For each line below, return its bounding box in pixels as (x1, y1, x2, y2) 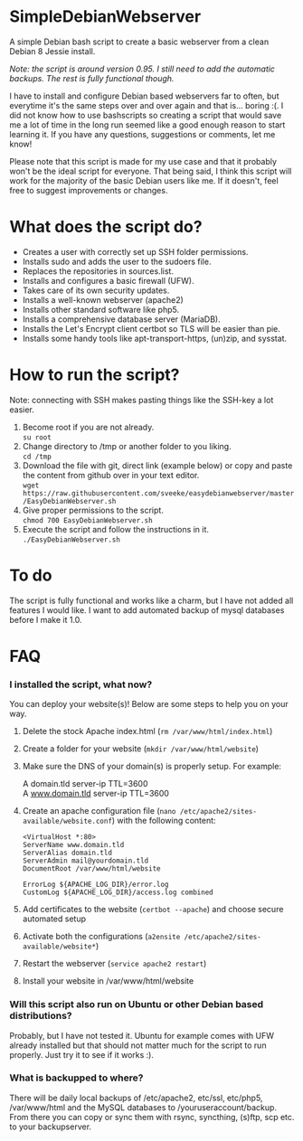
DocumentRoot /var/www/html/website (22, 864, 161, 873)
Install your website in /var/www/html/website (22, 976, 194, 986)
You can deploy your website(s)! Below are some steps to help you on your (9, 699, 289, 710)
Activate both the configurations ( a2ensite (22, 931, 181, 942)
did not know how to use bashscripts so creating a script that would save (9, 109, 282, 120)
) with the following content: (111, 816, 216, 826)
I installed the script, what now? (9, 678, 153, 691)
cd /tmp (22, 452, 52, 461)
